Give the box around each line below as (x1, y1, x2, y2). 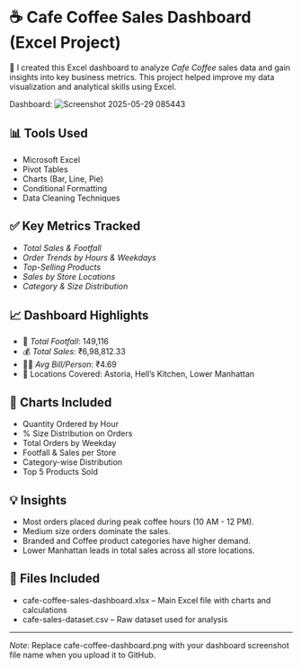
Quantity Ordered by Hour (22, 419, 120, 430)
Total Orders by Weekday (22, 438, 117, 449)
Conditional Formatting (22, 183, 108, 193)
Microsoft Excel (22, 154, 81, 165)
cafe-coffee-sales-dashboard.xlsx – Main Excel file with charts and (22, 594, 271, 605)
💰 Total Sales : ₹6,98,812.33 (22, 346, 126, 357)
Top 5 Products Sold (22, 467, 99, 477)
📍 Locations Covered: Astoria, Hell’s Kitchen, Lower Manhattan (22, 369, 254, 379)
